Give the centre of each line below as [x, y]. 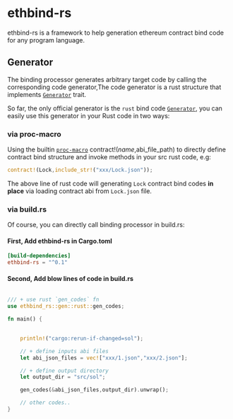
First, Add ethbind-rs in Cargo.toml [60, 241]
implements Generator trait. [47, 94]
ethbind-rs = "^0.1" [38, 263]
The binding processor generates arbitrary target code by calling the [107, 79]
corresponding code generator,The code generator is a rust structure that [114, 87]
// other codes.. [46, 403]
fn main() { [25, 319]
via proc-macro [34, 134]
